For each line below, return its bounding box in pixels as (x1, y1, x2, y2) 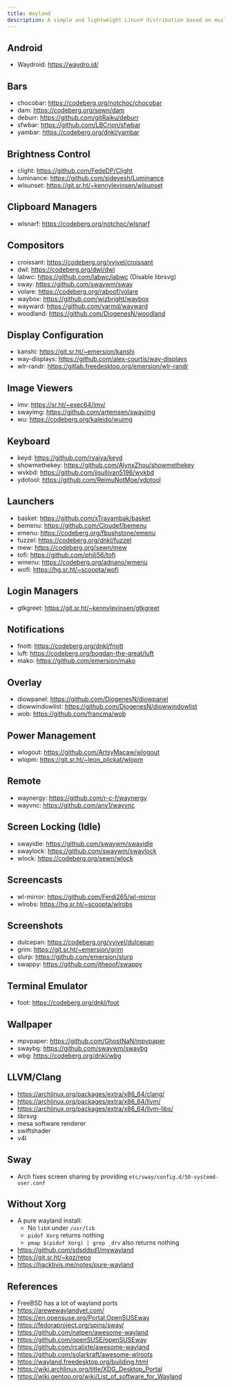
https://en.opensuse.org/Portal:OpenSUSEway (17, 1314, 150, 1322)
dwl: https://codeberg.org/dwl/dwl (17, 265, 115, 274)
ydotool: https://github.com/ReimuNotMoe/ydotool (17, 476, 161, 484)
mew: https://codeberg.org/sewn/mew (17, 543, 128, 551)
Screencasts (7, 874, 64, 886)
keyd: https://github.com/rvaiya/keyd (17, 454, 123, 461)
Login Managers (7, 585, 79, 597)
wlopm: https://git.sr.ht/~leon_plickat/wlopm (17, 756, 144, 764)
